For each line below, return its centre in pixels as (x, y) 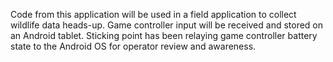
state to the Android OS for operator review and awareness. (133, 46)
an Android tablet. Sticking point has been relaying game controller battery (164, 35)
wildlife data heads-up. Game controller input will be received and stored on (167, 25)
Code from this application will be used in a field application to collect (153, 14)
